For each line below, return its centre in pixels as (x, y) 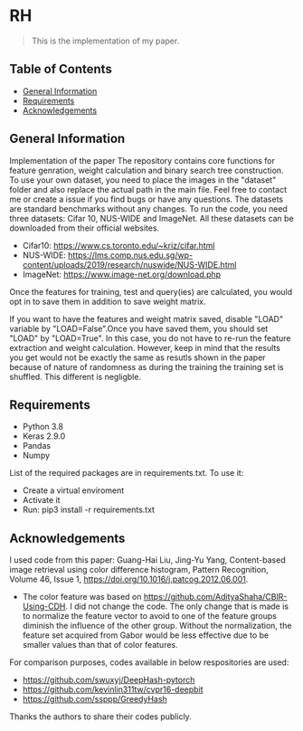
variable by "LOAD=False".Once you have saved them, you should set (139, 328)
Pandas (37, 446)
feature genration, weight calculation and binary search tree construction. (147, 170)
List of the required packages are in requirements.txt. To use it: (127, 473)
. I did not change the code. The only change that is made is (177, 606)
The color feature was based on (82, 597)
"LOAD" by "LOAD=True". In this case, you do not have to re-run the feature (150, 338)
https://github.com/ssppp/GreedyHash (95, 699)
